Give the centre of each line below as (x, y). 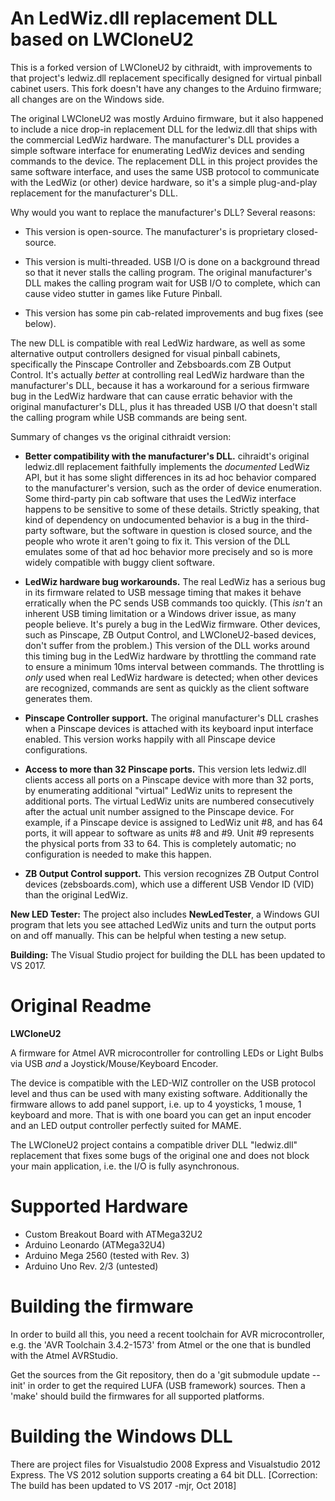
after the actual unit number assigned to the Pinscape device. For (159, 811)
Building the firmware (102, 1306)
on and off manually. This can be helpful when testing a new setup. (148, 935)
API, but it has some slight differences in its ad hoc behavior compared (170, 477)
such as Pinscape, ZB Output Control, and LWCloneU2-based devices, (170, 634)
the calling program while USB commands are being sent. (129, 417)
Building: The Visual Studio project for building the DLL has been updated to (168, 954)
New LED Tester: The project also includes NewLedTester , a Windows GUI (165, 914)
